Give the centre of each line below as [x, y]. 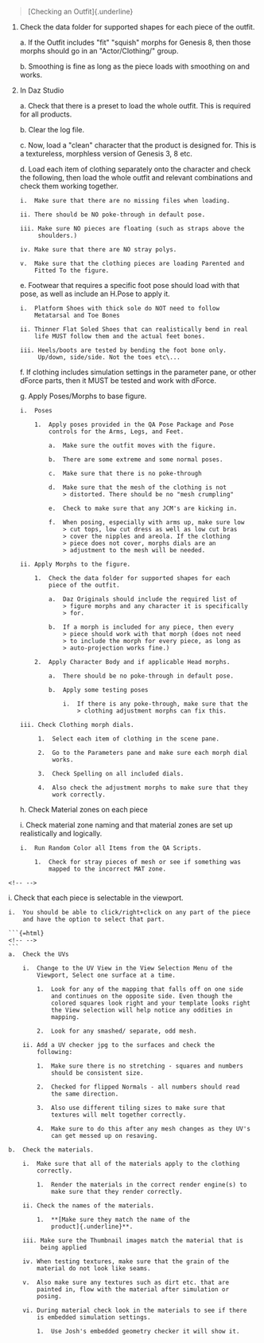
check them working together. [69, 186]
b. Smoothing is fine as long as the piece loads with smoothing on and [135, 66]
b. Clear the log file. [52, 130]
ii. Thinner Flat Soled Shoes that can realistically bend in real [134, 330]
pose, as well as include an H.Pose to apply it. [95, 294]
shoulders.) [58, 235]
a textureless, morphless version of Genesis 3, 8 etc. [106, 154]
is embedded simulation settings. [94, 1317]
